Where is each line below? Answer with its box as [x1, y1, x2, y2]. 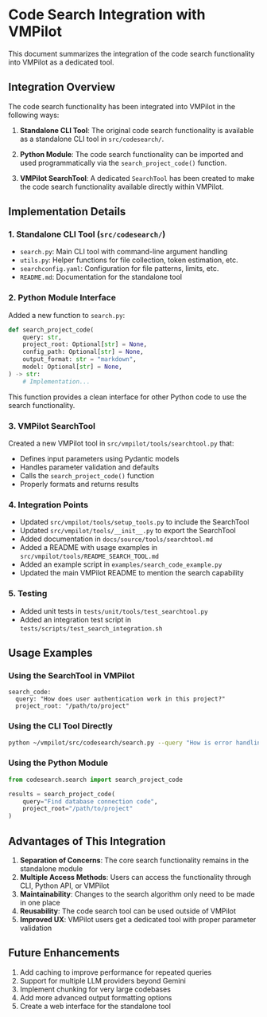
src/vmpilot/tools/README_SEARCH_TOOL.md [19, 552, 159, 561]
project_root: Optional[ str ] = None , [22, 340, 148, 348]
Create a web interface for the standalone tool [19, 1001, 171, 1011]
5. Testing [8, 588, 48, 599]
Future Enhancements [8, 946, 121, 960]
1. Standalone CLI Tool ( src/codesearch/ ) [8, 229, 166, 240]
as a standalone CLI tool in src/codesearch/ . [19, 134, 164, 143]
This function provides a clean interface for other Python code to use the [8, 392, 247, 402]
